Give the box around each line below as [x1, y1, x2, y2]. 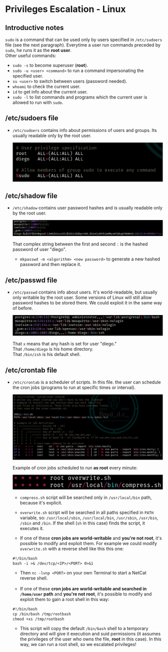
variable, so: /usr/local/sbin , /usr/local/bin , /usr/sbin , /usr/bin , [19, 514, 158, 520]
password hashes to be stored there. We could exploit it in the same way [12, 300, 162, 306]
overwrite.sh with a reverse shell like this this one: [19, 545, 124, 551]
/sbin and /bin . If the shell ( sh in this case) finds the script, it [19, 520, 145, 526]
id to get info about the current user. [12, 89, 88, 94]
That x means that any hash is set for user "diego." [12, 341, 117, 347]
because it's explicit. [19, 499, 62, 505]
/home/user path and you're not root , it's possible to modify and [19, 591, 152, 597]
